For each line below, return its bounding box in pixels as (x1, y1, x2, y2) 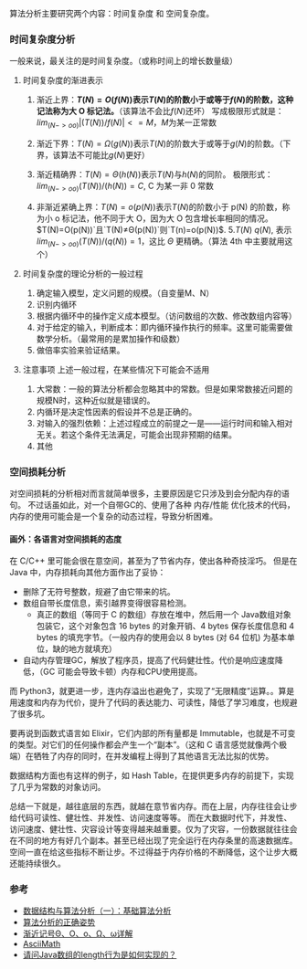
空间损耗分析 (9, 465, 67, 478)
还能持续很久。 (9, 858, 66, 869)
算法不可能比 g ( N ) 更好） (60, 150, 150, 161)
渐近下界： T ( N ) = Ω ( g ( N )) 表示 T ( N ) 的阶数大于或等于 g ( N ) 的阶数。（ (36, 138, 283, 149)
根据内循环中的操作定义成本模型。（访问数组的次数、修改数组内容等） (36, 310, 297, 321)
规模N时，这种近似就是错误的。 (36, 395, 155, 406)
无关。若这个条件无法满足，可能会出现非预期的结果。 (36, 428, 238, 440)
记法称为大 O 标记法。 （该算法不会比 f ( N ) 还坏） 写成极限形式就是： (36, 106, 284, 117)
